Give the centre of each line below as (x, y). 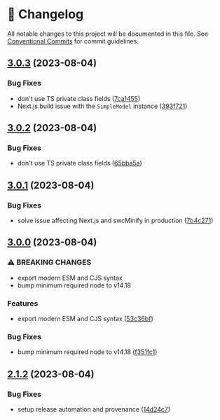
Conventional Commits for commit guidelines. (73, 41)
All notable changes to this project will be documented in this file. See (108, 34)
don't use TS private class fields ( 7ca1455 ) (79, 98)
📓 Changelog (46, 14)
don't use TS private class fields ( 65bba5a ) (80, 163)
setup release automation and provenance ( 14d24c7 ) (94, 409)
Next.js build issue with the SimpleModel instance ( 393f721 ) (102, 106)
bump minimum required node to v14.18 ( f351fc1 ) (87, 352)
